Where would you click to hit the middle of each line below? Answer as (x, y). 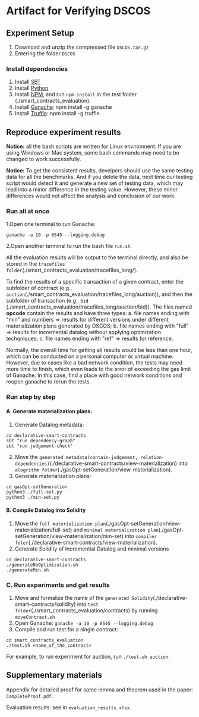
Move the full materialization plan (60, 523)
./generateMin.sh (28, 570)
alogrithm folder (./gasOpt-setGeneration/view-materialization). (93, 469)
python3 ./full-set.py (34, 492)
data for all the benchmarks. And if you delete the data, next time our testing (99, 177)
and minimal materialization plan (116, 530)
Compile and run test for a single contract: (67, 630)
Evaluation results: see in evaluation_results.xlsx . (69, 707)
